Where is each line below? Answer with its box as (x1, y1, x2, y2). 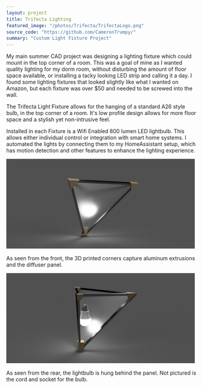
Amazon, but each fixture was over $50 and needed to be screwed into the (6, 85, 193, 92)
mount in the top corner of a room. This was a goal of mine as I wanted (6, 59, 183, 67)
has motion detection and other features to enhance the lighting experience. (6, 147, 195, 154)
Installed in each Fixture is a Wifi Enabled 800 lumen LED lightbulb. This (6, 128, 185, 135)
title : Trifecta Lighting (6, 16, 71, 22)
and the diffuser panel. (6, 261, 63, 269)
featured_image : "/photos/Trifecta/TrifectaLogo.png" (6, 22, 145, 28)
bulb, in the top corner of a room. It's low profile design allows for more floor (6, 110, 197, 117)
